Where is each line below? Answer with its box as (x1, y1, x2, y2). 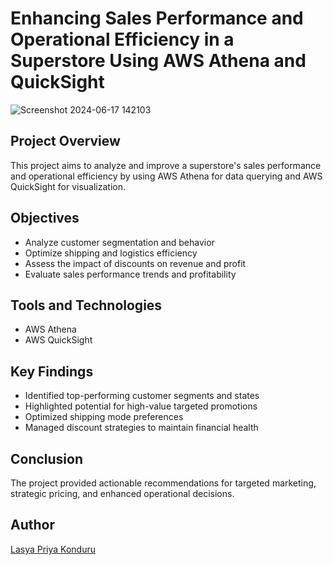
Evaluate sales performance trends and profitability (24, 268, 237, 280)
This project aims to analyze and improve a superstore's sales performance (10, 159, 322, 171)
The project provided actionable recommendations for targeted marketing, (10, 477, 317, 489)
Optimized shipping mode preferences (24, 411, 184, 423)
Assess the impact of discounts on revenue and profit (24, 257, 247, 269)
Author (10, 517, 55, 534)
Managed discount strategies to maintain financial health (24, 422, 259, 434)
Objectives (10, 210, 80, 227)
